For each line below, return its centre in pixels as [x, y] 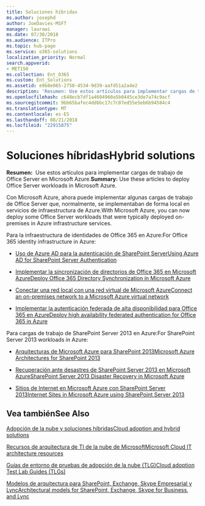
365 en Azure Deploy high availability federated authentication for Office [106, 315]
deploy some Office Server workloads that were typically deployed [90, 217]
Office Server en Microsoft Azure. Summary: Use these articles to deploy [98, 179]
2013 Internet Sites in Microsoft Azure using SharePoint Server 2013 [100, 395]
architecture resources [35, 453]
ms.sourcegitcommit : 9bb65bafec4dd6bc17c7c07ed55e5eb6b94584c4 [88, 103]
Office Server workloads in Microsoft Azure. [62, 186]
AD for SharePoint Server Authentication [66, 260]
